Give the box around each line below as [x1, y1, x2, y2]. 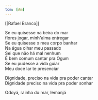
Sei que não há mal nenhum [5, 50, 61, 56]
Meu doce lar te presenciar [5, 66, 59, 71]
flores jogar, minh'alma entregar [5, 35, 69, 41]
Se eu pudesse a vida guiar [5, 60, 60, 66]
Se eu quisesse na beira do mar [5, 29, 68, 35]
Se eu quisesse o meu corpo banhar [5, 40, 78, 46]
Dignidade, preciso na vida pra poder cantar [5, 75, 94, 81]
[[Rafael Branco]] [5, 20, 40, 26]
